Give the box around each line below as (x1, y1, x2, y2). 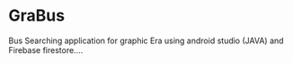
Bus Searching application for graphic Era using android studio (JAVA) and (8, 35, 284, 46)
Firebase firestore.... (8, 44, 84, 55)
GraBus (8, 5, 65, 26)
